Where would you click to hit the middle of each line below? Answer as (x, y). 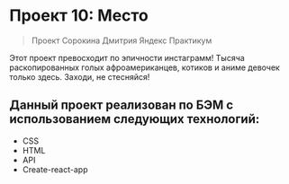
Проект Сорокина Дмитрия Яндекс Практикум (122, 40)
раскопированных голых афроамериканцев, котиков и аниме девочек (145, 67)
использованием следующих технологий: (135, 119)
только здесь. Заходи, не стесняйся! (80, 76)
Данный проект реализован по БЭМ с (122, 105)
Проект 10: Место (79, 16)
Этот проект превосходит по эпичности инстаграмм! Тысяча (127, 57)
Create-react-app (55, 169)
